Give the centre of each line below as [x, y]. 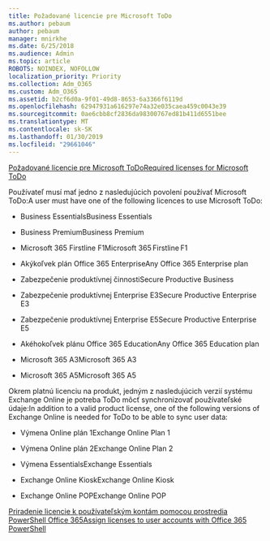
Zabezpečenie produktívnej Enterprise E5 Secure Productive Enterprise [138, 319]
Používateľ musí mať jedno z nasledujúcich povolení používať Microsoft [128, 192]
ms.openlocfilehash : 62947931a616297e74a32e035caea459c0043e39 [118, 106]
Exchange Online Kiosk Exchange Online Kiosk [97, 479]
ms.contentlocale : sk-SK [50, 129]
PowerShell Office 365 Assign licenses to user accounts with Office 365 [128, 520]
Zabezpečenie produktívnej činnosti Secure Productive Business [127, 279]
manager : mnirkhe [38, 39]
